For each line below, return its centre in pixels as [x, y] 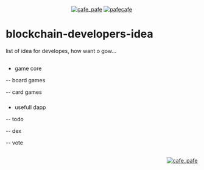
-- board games [26, 80]
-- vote [15, 143]
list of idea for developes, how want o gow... [61, 51]
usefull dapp [30, 107]
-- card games [24, 92]
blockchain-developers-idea [79, 34]
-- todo [15, 119]
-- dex [14, 131]
